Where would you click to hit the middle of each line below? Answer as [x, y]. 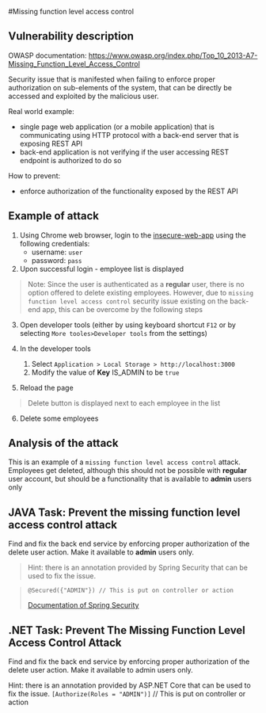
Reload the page [46, 387]
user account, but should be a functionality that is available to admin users [130, 479]
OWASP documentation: [47, 55]
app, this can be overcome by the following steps [123, 309]
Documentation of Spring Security [83, 605]
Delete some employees [59, 418]
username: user [57, 252]
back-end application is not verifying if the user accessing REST [124, 152]
